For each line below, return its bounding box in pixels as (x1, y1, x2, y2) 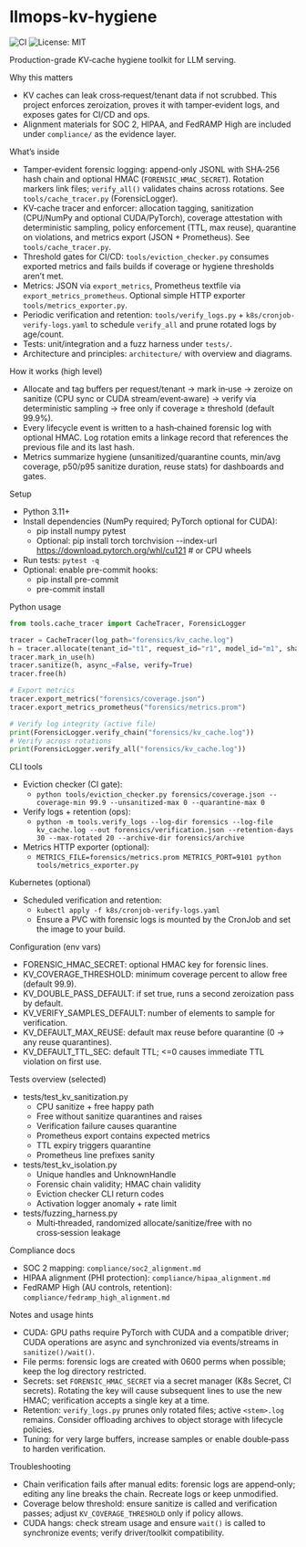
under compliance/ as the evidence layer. (22, 128, 177, 139)
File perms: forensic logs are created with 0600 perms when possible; (22, 1356, 287, 1367)
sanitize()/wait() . (22, 1346, 96, 1357)
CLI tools (9, 761, 43, 772)
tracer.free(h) (9, 669, 67, 679)
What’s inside (9, 146, 60, 157)
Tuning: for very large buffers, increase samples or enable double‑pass (22, 1434, 290, 1445)
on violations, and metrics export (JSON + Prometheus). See (22, 231, 250, 243)
